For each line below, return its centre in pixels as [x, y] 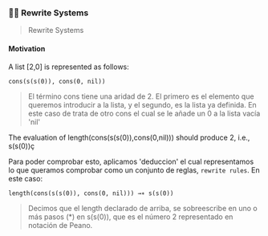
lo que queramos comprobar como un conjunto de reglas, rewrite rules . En [134, 170]
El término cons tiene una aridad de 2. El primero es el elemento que [141, 96]
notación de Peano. [60, 225]
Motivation [27, 48]
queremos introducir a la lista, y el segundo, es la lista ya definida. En [142, 104]
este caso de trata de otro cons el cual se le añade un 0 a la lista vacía [144, 113]
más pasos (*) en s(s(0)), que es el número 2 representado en [130, 217]
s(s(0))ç [22, 146]
